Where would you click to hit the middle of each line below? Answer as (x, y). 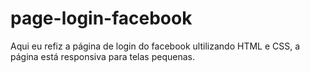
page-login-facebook (101, 18)
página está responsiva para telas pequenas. (102, 56)
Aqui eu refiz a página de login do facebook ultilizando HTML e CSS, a (155, 46)
